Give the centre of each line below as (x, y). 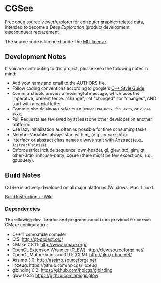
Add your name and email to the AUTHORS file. (59, 83)
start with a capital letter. (37, 103)
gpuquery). (23, 160)
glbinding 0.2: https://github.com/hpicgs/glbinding (62, 270)
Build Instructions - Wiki (29, 196)
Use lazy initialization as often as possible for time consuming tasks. (80, 129)
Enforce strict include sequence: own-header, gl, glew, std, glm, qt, (79, 150)
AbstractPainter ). (30, 145)
